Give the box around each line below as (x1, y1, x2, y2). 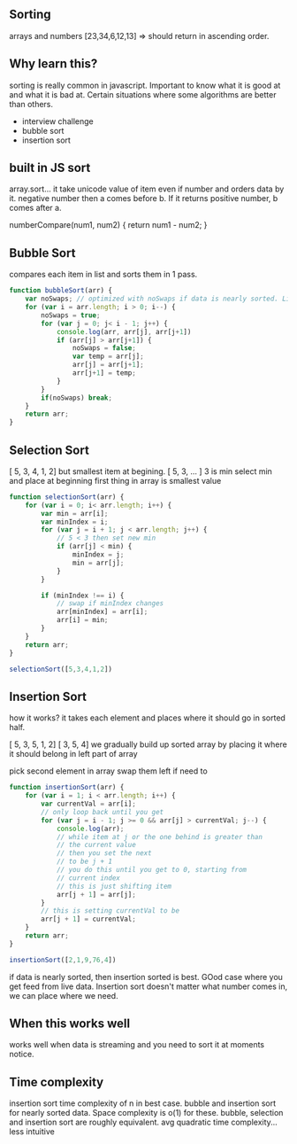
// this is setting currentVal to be (41, 907, 179, 915)
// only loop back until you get (41, 807, 164, 816)
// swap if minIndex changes (56, 599, 164, 608)
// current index (56, 873, 121, 883)
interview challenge (21, 115, 95, 127)
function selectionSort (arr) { (9, 492, 125, 502)
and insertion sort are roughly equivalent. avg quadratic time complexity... (9, 1117, 278, 1128)
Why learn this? (9, 57, 98, 72)
